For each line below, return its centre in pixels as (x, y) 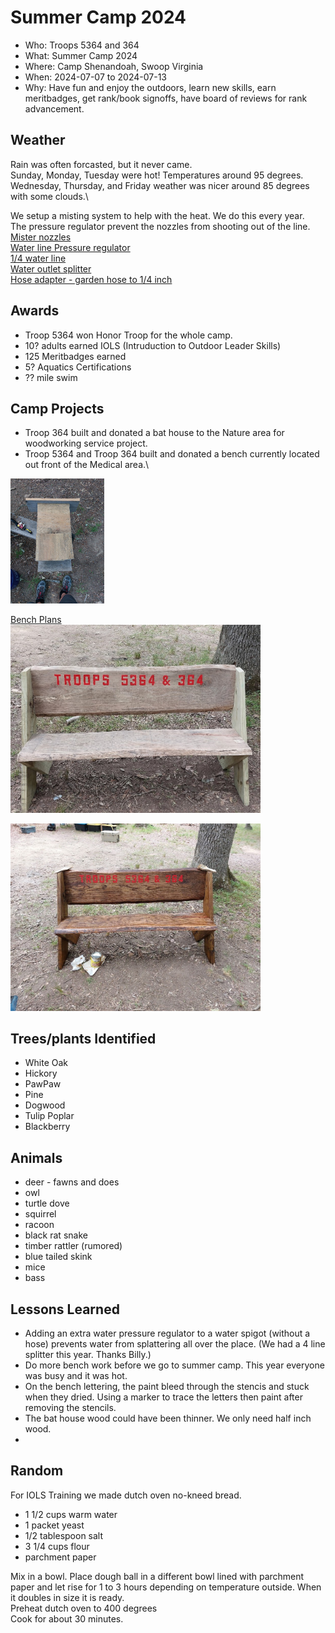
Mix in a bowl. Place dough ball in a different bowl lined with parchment (157, 1576)
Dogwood (45, 1105)
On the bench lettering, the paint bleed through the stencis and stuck (167, 1387)
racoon (39, 1225)
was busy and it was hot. (76, 1376)
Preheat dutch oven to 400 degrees (84, 1608)
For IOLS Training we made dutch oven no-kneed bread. (126, 1495)
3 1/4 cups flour (57, 1546)
